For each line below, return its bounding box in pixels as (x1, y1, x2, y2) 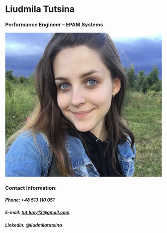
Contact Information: (5, 185, 57, 192)
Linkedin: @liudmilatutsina (5, 222, 62, 228)
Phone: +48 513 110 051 (5, 197, 55, 203)
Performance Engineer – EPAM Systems (5, 21, 103, 28)
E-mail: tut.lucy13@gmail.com (5, 210, 70, 216)
